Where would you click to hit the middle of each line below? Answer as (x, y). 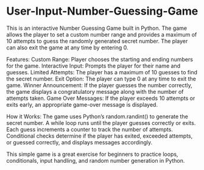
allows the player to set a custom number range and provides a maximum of (102, 34)
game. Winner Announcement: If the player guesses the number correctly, (100, 85)
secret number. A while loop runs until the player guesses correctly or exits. (101, 122)
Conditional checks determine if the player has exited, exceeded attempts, (100, 136)
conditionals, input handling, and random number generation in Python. (96, 160)
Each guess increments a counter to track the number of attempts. (90, 129)
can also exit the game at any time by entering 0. (68, 48)
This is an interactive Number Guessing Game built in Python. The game (97, 28)
